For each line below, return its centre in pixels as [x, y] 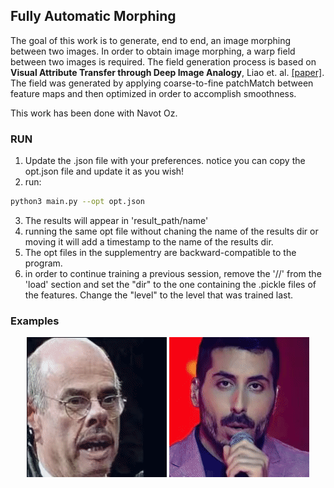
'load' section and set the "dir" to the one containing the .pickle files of [170, 284]
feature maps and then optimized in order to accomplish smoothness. [153, 93]
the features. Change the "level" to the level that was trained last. [159, 295]
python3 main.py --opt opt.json [77, 202]
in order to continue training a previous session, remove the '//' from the [173, 273]
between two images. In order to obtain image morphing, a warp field [153, 51]
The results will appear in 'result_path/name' [116, 220]
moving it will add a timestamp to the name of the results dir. [149, 241]
